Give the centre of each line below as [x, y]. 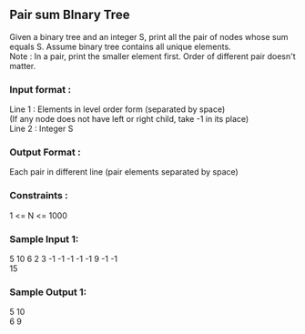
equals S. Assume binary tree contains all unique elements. [120, 46]
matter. [23, 66]
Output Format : [45, 152]
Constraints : [39, 196]
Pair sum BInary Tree [70, 15]
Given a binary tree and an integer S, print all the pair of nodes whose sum [149, 36]
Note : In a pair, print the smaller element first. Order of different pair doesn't [152, 56]
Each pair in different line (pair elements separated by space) [124, 172]
